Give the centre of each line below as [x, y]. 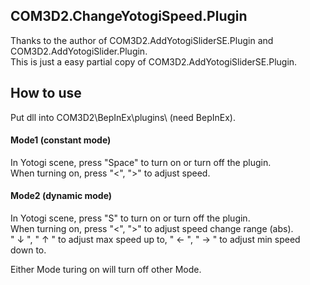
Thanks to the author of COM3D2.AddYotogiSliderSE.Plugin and [142, 40]
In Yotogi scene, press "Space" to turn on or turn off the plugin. [141, 162]
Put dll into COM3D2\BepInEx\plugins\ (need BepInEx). [123, 117]
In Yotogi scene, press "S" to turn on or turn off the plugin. [130, 218]
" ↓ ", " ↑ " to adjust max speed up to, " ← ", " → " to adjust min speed [155, 240]
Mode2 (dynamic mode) [61, 196]
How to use [46, 93]
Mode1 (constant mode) [61, 140]
